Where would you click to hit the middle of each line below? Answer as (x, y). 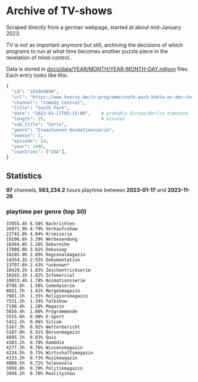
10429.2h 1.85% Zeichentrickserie (49, 270)
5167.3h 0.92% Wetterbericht (43, 327)
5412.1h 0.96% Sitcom (34, 322)
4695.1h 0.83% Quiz (32, 338)
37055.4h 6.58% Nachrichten (41, 224)
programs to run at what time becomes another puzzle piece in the (87, 51)
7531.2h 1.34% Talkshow (37, 301)
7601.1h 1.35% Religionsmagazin (47, 296)
